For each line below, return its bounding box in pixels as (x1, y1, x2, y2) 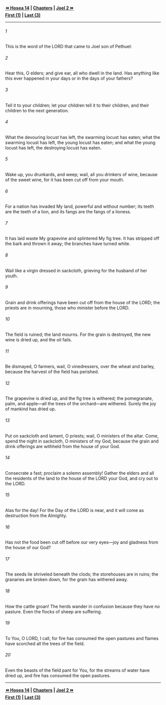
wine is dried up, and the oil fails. (5, 337, 73, 343)
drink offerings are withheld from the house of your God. (5, 443, 120, 449)
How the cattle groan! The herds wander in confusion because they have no (5, 603, 160, 609)
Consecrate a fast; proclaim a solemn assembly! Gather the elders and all (5, 470, 154, 476)
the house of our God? (5, 545, 51, 551)
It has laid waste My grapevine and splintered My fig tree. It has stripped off (5, 236, 160, 242)
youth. (5, 273, 18, 279)
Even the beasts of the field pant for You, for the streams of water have (5, 667, 150, 673)
